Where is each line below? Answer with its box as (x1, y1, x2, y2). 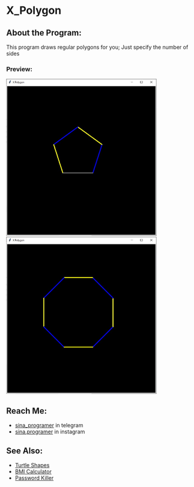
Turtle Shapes (14, 462, 50, 469)
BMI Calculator (14, 468, 52, 476)
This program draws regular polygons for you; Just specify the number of (6, 43, 189, 51)
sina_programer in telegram (14, 422, 83, 429)
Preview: (6, 64, 33, 73)
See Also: (6, 445, 43, 456)
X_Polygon (6, 4, 62, 17)
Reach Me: (6, 406, 47, 416)
